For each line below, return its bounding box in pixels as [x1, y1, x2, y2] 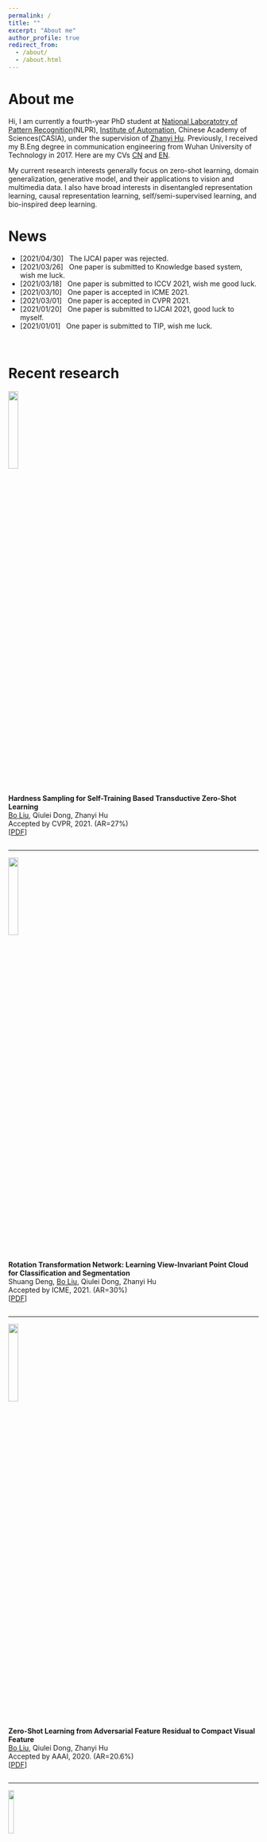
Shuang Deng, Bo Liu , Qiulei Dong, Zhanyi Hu [8, 1276, 157, 1286]
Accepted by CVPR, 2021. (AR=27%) [8, 818, 129, 828]
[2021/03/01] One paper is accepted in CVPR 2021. [19, 296, 191, 305]
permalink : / [8, 11, 52, 20]
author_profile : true [8, 33, 80, 42]
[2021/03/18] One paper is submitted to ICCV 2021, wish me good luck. [19, 279, 257, 288]
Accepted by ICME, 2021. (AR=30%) [8, 1285, 128, 1294]
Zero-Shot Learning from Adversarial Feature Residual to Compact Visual [8, 1726, 256, 1736]
